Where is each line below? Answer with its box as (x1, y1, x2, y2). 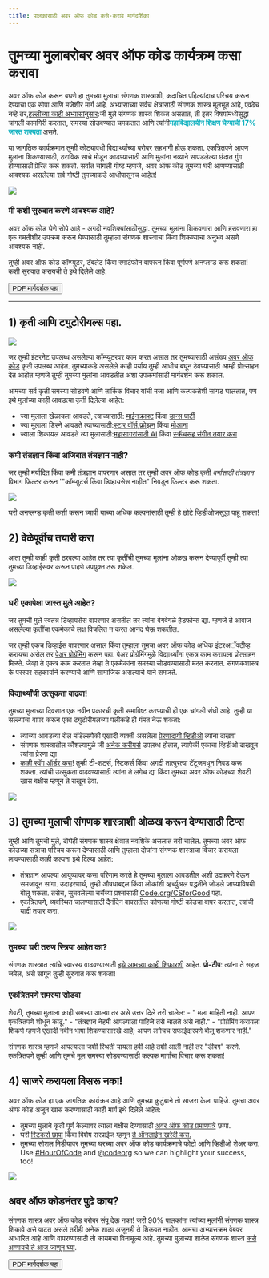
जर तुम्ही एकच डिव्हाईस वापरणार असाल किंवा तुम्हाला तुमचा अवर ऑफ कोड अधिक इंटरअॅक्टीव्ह (8, 641, 251, 650)
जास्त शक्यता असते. (8, 127, 59, 136)
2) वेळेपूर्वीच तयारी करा (8, 532, 94, 545)
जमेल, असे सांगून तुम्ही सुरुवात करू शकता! (8, 969, 116, 979)
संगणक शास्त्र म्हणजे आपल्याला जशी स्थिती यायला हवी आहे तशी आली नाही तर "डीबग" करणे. (8, 1042, 241, 1051)
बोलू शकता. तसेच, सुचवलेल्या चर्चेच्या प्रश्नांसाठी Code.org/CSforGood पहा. (19, 888, 223, 898)
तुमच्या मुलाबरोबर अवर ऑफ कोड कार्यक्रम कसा (8, 46, 242, 64)
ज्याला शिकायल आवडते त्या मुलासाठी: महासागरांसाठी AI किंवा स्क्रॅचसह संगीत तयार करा (19, 429, 238, 439)
